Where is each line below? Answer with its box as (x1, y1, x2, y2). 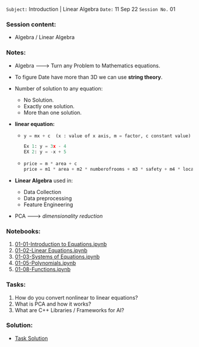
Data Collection (23, 188, 62, 195)
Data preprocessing (23, 194, 72, 202)
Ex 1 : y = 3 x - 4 (23, 144, 67, 150)
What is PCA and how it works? (14, 300, 92, 307)
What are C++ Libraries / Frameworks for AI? (14, 306, 124, 313)
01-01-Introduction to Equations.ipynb (14, 241, 107, 248)
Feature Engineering (23, 201, 73, 208)
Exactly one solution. (23, 102, 75, 109)
